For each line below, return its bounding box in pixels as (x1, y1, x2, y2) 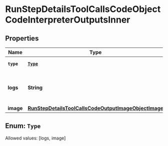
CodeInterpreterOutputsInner (5, 14, 130, 25)
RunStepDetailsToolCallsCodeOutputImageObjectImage (27, 105, 164, 111)
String (27, 84, 43, 91)
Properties (5, 34, 39, 42)
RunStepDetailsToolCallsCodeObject (5, 3, 161, 15)
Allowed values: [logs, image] (5, 135, 66, 141)
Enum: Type (5, 121, 41, 130)
